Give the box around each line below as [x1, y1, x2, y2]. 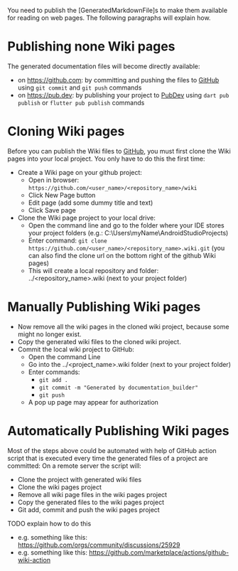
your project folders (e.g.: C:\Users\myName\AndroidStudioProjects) [28, 228, 229, 237]
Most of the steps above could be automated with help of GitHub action [7, 446, 217, 454]
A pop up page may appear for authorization [28, 397, 158, 406]
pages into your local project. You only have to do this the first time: [7, 154, 205, 163]
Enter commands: [28, 368, 80, 376]
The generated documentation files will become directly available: [7, 62, 200, 70]
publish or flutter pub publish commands [17, 98, 145, 107]
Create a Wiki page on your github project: [17, 168, 142, 176]
